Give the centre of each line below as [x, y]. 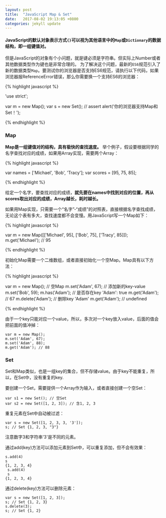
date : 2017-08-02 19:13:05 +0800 [42, 19]
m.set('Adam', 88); [25, 343]
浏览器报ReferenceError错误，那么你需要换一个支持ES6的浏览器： [73, 77]
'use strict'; [17, 96]
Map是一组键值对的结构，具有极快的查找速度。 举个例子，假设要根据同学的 [82, 147]
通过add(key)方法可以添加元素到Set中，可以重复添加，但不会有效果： [76, 448]
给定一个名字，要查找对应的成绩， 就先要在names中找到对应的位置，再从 [80, 192]
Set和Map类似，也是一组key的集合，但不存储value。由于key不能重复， [78, 371]
